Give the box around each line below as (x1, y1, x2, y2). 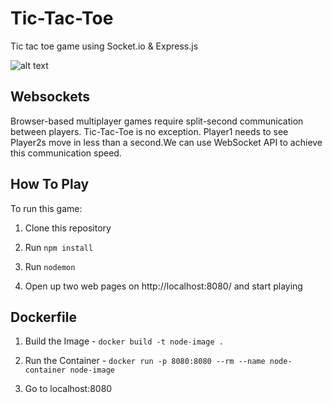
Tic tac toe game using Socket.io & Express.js (10, 40, 199, 52)
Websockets (10, 88, 91, 106)
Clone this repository (24, 222, 112, 234)
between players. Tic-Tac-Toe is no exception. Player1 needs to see (10, 125, 289, 137)
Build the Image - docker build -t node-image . (24, 335, 224, 347)
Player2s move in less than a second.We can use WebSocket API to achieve (10, 136, 323, 148)
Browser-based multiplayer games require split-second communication (10, 115, 304, 127)
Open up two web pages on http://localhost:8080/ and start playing (24, 280, 303, 292)
